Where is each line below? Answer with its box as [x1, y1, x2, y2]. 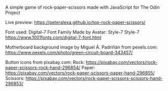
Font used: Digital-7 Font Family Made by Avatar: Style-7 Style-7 [5, 29, 140, 35]
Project [5, 10, 20, 16]
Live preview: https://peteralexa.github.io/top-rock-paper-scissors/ [5, 20, 146, 25]
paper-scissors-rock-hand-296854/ [5, 65, 81, 70]
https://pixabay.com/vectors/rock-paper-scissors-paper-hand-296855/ [5, 70, 155, 76]
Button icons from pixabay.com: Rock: [5, 59, 85, 65]
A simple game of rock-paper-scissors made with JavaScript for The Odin [5, 5, 160, 10]
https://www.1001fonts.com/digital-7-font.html [5, 35, 102, 40]
